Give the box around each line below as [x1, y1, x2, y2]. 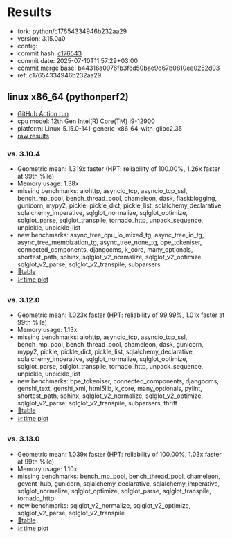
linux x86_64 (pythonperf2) [7, 91, 130, 103]
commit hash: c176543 [17, 49, 82, 57]
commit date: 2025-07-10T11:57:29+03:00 [17, 56, 139, 64]
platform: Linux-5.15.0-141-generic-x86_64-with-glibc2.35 [17, 124, 182, 132]
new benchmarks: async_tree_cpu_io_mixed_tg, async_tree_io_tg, [17, 231, 204, 239]
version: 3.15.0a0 [17, 34, 66, 42]
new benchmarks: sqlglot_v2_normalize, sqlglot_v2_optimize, [17, 501, 191, 509]
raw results [17, 131, 50, 140]
